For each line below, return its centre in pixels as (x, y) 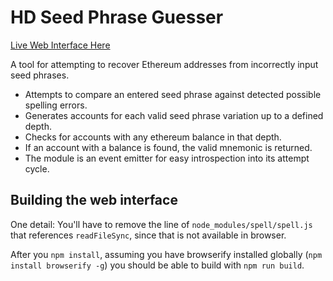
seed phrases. (40, 75)
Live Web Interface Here (60, 45)
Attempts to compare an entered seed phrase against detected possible (173, 94)
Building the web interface (94, 200)
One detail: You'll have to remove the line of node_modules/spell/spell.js (161, 224)
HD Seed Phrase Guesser (117, 17)
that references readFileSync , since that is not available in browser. (148, 235)
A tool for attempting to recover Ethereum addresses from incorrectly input (164, 64)
